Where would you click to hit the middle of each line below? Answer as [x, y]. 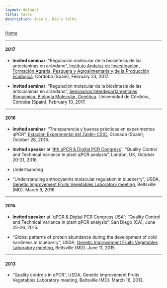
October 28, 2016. [31, 140]
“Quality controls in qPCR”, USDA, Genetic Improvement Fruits [76, 275]
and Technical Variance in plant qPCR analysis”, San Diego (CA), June [84, 222]
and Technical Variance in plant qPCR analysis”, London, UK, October [83, 154]
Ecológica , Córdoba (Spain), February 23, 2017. [61, 76]
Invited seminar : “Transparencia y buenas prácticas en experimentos [83, 129]
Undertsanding [28, 169]
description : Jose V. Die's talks [41, 19]
